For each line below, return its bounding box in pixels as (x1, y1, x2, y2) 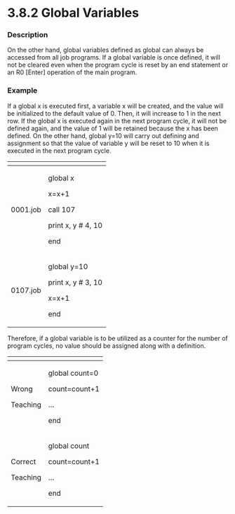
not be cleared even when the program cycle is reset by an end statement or (7, 61, 229, 69)
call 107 (48, 205, 76, 215)
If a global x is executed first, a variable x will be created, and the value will (7, 102, 224, 110)
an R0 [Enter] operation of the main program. (7, 68, 137, 76)
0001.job (11, 205, 42, 215)
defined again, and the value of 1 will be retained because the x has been (7, 124, 219, 133)
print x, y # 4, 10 (48, 220, 103, 230)
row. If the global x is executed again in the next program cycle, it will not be (7, 116, 227, 125)
